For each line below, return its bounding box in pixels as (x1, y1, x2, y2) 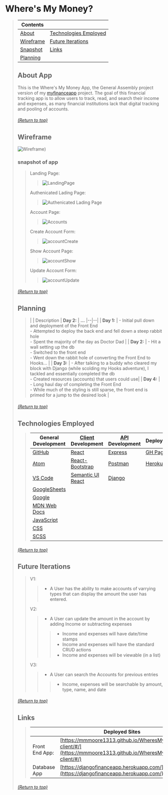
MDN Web (32, 502, 57, 509)
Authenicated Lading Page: (29, 189, 86, 196)
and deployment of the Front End (29, 323, 98, 329)
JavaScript (32, 516, 58, 523)
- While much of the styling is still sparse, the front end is (29, 387, 148, 393)
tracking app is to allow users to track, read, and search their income (17, 95, 159, 101)
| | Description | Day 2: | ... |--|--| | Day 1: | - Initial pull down (29, 317, 154, 324)
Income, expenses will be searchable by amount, (62, 681, 163, 687)
